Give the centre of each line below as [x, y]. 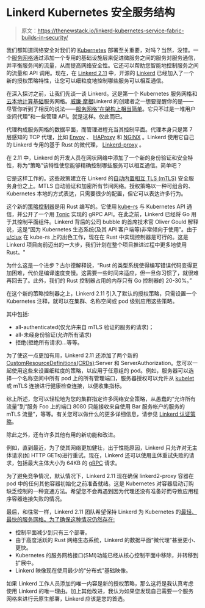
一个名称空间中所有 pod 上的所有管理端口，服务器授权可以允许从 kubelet [103, 378]
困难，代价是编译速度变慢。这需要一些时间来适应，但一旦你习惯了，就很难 [105, 273]
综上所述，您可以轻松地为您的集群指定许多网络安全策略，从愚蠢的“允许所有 [101, 399]
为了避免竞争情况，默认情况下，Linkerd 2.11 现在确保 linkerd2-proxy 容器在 [100, 476]
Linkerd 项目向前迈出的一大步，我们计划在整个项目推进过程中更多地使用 [97, 244]
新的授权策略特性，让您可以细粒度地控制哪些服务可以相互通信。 [86, 81]
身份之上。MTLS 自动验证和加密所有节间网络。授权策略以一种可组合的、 [103, 186]
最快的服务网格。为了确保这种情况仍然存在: [61, 519]
